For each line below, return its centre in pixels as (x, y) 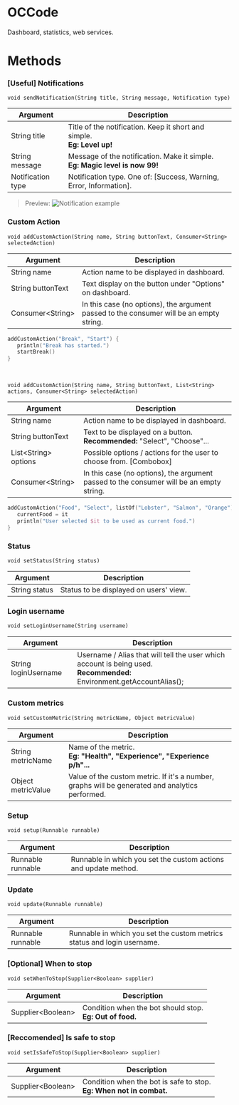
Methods (34, 61)
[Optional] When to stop (50, 964)
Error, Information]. (100, 186)
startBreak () (36, 352)
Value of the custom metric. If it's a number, (142, 776)
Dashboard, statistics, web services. (60, 32)
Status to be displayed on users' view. (123, 590)
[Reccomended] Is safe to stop (62, 1038)
